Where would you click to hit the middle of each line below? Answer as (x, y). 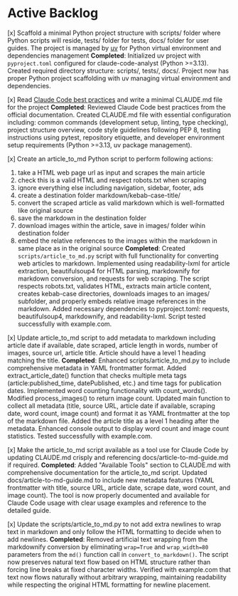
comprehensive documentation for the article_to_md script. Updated (107, 472)
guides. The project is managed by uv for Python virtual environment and (114, 48)
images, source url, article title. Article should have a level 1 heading (107, 352)
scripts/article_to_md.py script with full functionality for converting (118, 256)
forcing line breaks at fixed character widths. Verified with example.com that (119, 569)
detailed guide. (29, 510)
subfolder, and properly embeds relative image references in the (112, 301)
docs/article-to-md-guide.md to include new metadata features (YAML (111, 480)
